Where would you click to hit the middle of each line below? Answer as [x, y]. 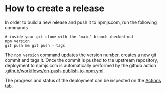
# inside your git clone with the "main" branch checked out [70, 37]
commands [17, 27]
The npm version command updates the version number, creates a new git [81, 55]
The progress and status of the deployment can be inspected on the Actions [83, 80]
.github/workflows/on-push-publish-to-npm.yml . [55, 71]
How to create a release [55, 9]
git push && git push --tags [35, 45]
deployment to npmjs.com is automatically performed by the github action [81, 65]
